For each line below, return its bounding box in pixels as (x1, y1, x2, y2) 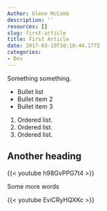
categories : (7, 49, 41, 56)
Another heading (7, 150, 81, 163)
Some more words (7, 182, 60, 190)
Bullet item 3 (17, 102, 53, 111)
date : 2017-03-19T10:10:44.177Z (7, 42, 100, 49)
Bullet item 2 (17, 95, 53, 103)
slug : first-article (7, 29, 67, 37)
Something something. (7, 74, 72, 82)
